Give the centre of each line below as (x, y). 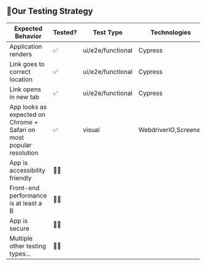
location (21, 79)
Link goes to (27, 64)
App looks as (28, 106)
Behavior (28, 36)
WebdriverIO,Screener (171, 130)
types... (20, 253)
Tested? (65, 32)
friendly (21, 178)
